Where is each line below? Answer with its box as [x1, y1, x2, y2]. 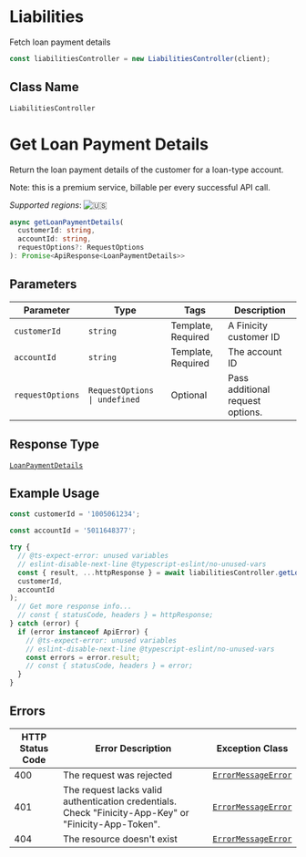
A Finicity [227, 319, 269, 332]
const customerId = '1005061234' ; [9, 510, 141, 519]
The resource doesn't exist [62, 832, 178, 845]
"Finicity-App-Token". [62, 818, 161, 831]
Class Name [9, 79, 79, 95]
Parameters [9, 276, 77, 293]
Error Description [95, 741, 172, 754]
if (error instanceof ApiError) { [17, 627, 148, 636]
